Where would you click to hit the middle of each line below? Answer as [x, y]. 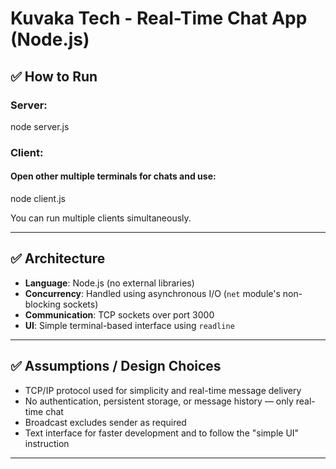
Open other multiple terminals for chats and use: [113, 176]
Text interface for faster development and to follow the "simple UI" [162, 433]
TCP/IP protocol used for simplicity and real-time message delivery [163, 390]
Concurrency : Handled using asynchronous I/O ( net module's [152, 293]
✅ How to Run [54, 76]
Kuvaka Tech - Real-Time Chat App [159, 18]
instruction [47, 443]
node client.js [38, 198]
